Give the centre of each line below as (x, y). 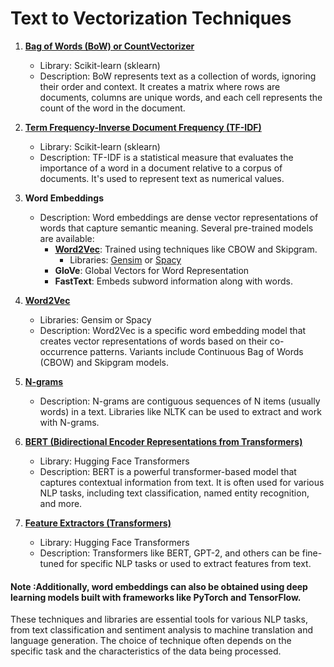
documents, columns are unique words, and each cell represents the (181, 97)
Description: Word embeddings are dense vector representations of (179, 217)
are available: (67, 238)
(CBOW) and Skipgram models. (104, 362)
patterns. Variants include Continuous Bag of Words (196, 351)
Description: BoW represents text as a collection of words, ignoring (178, 76)
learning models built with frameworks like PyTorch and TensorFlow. (156, 597)
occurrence (63, 351)
